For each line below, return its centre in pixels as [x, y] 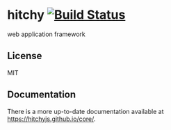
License [25, 56]
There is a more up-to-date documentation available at [85, 111]
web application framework [46, 34]
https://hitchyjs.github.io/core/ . [51, 119]
